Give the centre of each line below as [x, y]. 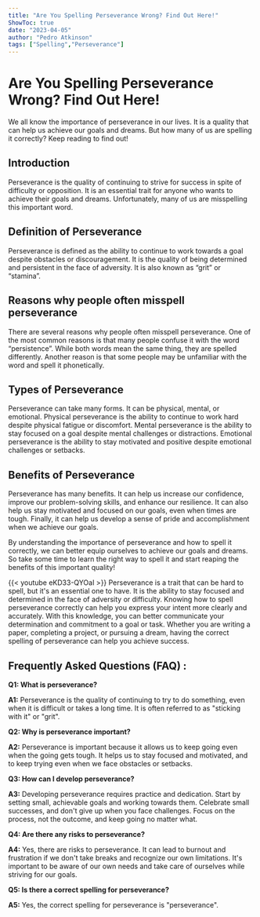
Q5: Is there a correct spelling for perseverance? [89, 890]
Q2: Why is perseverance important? [69, 732]
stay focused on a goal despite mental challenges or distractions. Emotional [130, 433]
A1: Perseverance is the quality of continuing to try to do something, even [126, 700]
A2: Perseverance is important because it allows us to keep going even [123, 747]
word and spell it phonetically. [56, 365]
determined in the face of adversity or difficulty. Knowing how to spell [121, 599]
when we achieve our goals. [54, 528]
